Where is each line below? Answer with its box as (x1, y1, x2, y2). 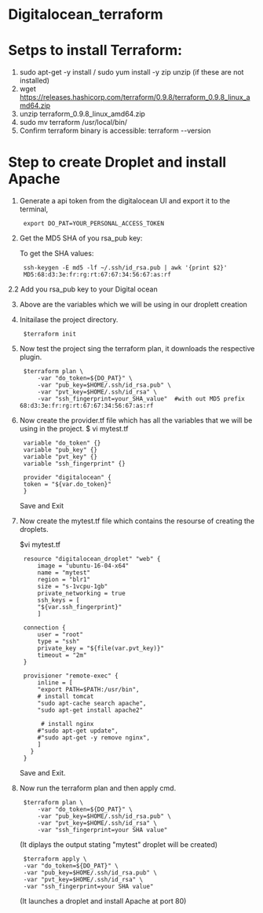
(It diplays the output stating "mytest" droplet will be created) (19, 840, 218, 849)
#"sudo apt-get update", (37, 727, 119, 735)
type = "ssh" (37, 638, 80, 646)
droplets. (19, 525, 49, 534)
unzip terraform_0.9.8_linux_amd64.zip (19, 109, 145, 119)
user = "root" (37, 631, 84, 639)
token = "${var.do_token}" (23, 481, 111, 489)
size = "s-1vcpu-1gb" (37, 583, 108, 591)
